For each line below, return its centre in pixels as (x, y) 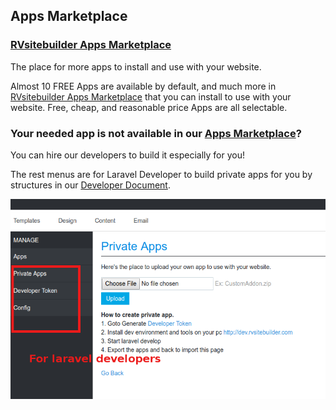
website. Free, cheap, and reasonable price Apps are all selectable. (149, 107)
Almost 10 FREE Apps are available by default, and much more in (143, 86)
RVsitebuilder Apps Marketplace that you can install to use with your (151, 96)
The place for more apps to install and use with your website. (136, 66)
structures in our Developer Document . (90, 185)
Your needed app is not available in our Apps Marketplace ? (156, 133)
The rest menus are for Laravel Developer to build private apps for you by (161, 174)
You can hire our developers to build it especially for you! (127, 155)
